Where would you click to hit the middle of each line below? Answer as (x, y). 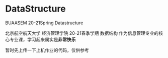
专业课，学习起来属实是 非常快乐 (43, 39)
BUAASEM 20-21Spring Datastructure (44, 23)
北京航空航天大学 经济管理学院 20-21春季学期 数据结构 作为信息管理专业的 (82, 33)
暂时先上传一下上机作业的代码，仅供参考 (47, 50)
